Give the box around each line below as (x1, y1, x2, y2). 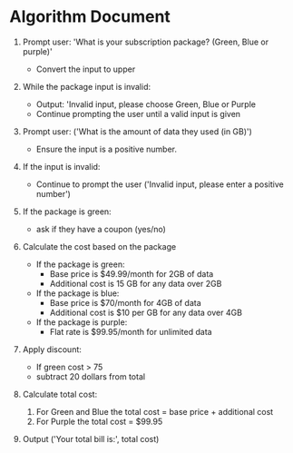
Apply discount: (22, 343, 82, 355)
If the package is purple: (35, 316, 128, 328)
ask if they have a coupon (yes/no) (35, 223, 166, 234)
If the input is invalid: (22, 161, 101, 172)
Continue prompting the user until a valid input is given (35, 108, 241, 119)
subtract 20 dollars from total (35, 370, 146, 382)
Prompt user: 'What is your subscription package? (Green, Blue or (22, 36, 269, 47)
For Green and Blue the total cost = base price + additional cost (35, 406, 274, 417)
